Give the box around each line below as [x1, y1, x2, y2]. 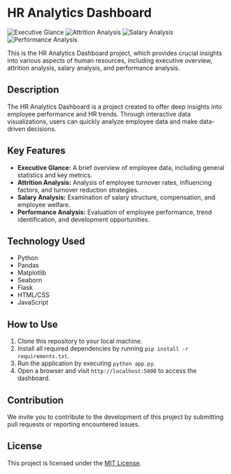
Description [7, 84, 59, 95]
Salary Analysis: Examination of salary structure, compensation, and [17, 193, 216, 201]
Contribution [7, 394, 64, 406]
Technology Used [7, 235, 86, 247]
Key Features [7, 145, 66, 157]
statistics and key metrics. [17, 171, 93, 179]
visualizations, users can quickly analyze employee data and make [7, 117, 198, 125]
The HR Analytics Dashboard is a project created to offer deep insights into [7, 102, 223, 111]
